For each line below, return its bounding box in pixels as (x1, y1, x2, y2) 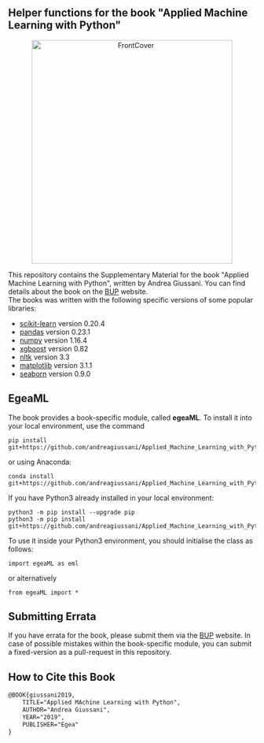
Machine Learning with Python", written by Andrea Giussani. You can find (8, 278, 246, 288)
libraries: (8, 303, 37, 313)
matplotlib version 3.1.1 (19, 360, 93, 370)
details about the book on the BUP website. (8, 287, 148, 296)
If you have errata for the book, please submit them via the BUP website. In (8, 630, 251, 641)
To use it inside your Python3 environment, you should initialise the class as (8, 536, 253, 545)
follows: (8, 544, 34, 554)
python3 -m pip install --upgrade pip (8, 508, 135, 516)
